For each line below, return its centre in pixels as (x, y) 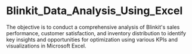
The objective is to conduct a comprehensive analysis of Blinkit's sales (93, 27)
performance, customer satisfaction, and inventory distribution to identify (96, 33)
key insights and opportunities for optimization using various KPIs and (92, 39)
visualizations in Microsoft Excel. (46, 46)
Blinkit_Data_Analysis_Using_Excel (95, 11)
